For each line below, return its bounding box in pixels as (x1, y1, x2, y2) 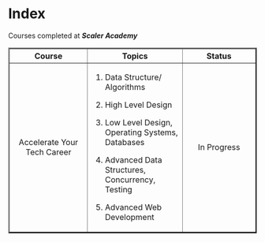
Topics (121, 50, 148, 61)
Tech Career (25, 147, 72, 158)
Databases (105, 136, 145, 147)
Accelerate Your (18, 136, 79, 147)
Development (105, 211, 155, 222)
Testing (105, 184, 132, 195)
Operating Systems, (105, 127, 179, 138)
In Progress (197, 141, 241, 152)
